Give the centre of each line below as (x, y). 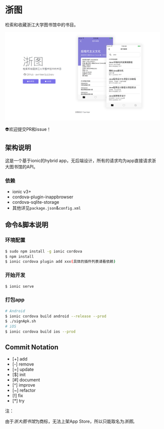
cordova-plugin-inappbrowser (43, 197)
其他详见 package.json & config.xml (46, 208)
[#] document (26, 380)
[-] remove (23, 364)
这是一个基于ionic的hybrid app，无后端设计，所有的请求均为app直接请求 (79, 160)
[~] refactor (24, 390)
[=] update (23, 369)
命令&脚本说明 (27, 225)
